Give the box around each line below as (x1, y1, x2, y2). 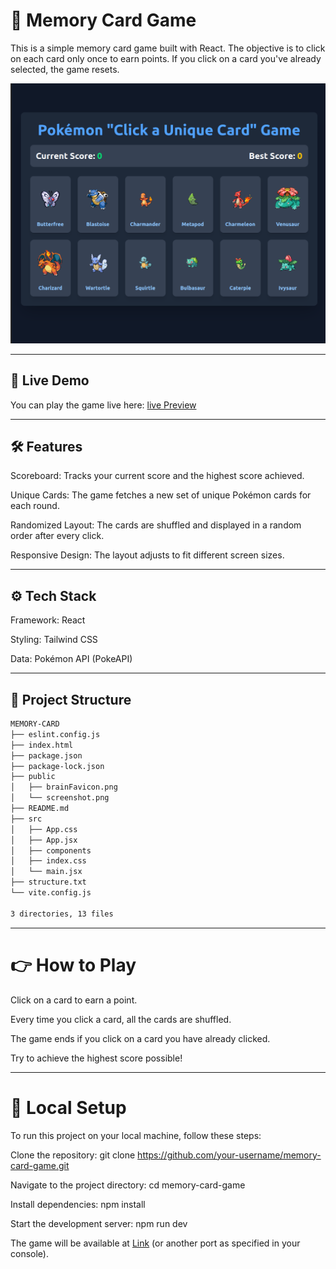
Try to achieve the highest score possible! (10, 1052, 183, 1064)
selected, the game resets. (10, 63, 120, 75)
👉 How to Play (10, 954, 137, 976)
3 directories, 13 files (10, 909, 114, 919)
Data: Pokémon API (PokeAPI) (10, 653, 133, 665)
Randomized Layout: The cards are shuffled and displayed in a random (10, 519, 302, 531)
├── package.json (10, 750, 83, 761)
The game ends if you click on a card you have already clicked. (10, 1032, 271, 1044)
